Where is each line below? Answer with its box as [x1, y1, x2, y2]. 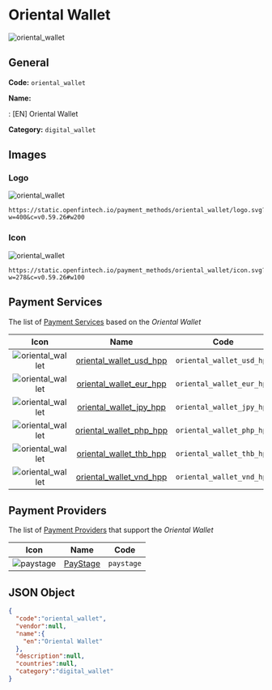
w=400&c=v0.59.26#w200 [8, 213, 85, 222]
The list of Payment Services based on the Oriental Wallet [8, 317, 202, 326]
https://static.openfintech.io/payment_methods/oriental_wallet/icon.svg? [8, 266, 266, 275]
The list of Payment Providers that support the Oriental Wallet [8, 525, 214, 535]
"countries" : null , [15, 660, 79, 668]
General [8, 56, 50, 70]
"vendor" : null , [15, 622, 67, 630]
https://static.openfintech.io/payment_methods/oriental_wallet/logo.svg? [8, 207, 266, 215]
